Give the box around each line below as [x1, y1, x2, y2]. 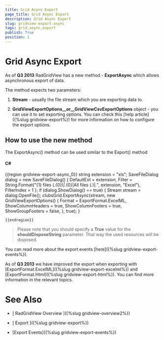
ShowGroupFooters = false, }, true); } [5, 208, 80, 214]
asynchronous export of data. [5, 77, 65, 83]
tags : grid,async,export [5, 26, 56, 31]
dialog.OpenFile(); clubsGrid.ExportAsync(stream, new [5, 192, 115, 198]
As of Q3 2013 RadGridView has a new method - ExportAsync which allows [5, 72, 160, 78]
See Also [5, 294, 42, 306]
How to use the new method [5, 136, 92, 144]
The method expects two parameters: [5, 87, 82, 93]
